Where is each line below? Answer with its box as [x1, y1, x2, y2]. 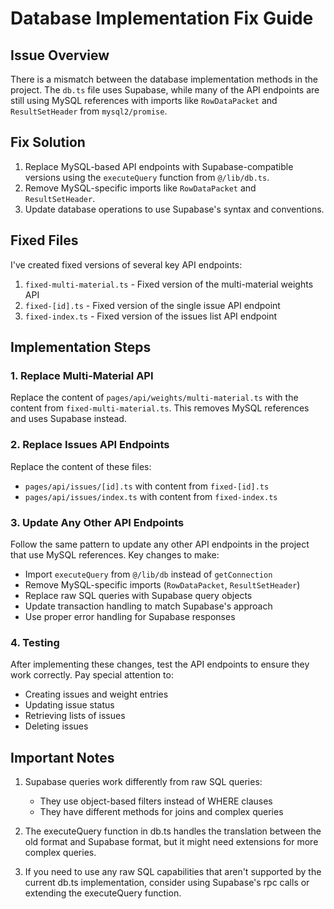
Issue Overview [10, 47, 110, 64]
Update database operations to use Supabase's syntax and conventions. [24, 203, 325, 215]
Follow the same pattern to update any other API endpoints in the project [10, 538, 310, 550]
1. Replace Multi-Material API [10, 368, 154, 382]
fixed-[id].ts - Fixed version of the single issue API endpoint [24, 299, 281, 311]
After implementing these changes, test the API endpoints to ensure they [10, 658, 310, 671]
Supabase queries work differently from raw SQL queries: [24, 776, 263, 788]
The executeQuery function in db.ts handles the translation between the [24, 825, 322, 837]
